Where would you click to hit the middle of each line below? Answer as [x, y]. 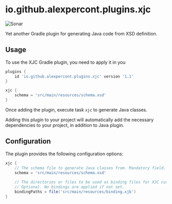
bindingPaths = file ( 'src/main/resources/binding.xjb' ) [76, 192]
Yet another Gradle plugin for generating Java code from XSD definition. [81, 33]
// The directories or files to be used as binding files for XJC [87, 182]
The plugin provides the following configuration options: [64, 154]
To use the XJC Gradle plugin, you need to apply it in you [65, 62]
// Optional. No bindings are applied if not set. [70, 187]
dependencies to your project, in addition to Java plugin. [65, 125]
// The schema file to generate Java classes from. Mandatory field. [90, 168]
